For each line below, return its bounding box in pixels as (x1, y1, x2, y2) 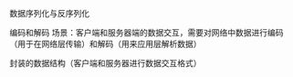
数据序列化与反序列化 (9, 8, 89, 18)
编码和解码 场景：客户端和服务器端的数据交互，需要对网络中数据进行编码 (9, 27, 284, 38)
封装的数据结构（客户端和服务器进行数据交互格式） (9, 58, 202, 68)
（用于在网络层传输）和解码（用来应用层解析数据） (9, 39, 202, 49)
